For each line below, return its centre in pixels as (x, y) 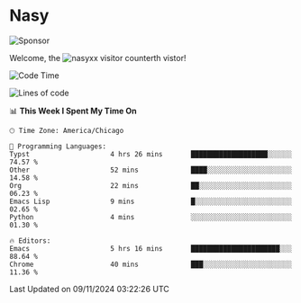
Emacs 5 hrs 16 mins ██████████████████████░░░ (151, 248)
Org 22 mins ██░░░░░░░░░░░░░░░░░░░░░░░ (151, 185)
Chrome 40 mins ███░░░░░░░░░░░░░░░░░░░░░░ (151, 264)
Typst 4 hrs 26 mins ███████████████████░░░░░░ (151, 154)
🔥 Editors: (30, 241)
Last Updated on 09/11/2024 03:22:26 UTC (89, 289)
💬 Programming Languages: (58, 146)
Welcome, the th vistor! (98, 58)
